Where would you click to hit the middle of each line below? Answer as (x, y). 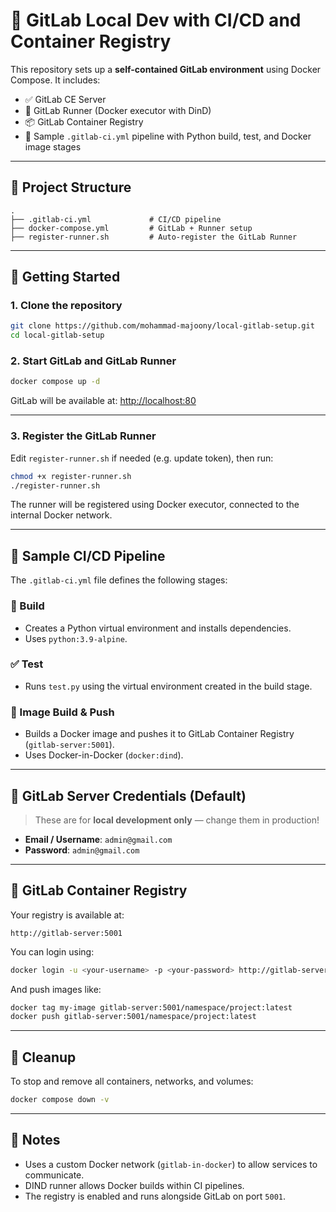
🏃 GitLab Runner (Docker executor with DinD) (118, 110)
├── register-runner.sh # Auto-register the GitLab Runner (154, 237)
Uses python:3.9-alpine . (76, 638)
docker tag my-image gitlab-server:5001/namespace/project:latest (151, 1007)
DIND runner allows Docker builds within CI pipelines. (134, 1185)
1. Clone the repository (66, 306)
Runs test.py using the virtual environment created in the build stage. (168, 686)
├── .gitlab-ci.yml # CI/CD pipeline (116, 219)
